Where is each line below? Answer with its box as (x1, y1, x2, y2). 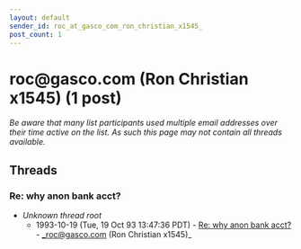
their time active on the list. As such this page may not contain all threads (9, 127, 283, 138)
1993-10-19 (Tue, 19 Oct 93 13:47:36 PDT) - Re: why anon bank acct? (35, 219, 292, 230)
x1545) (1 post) (9, 87, 122, 108)
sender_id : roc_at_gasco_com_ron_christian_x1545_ (9, 22, 203, 31)
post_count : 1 (9, 30, 63, 39)
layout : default (9, 13, 70, 22)
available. (9, 137, 47, 147)
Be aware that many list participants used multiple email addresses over (9, 118, 279, 129)
